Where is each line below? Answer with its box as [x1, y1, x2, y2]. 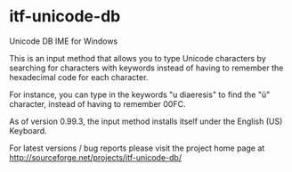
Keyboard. [9, 125, 47, 135]
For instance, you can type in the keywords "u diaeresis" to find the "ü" [9, 89, 271, 100]
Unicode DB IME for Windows [9, 36, 118, 46]
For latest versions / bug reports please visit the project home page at [9, 143, 265, 153]
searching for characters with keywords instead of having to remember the [9, 62, 284, 73]
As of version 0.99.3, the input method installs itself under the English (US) [9, 116, 283, 127]
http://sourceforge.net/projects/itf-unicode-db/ [9, 152, 182, 162]
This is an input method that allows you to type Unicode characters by [9, 53, 267, 63]
